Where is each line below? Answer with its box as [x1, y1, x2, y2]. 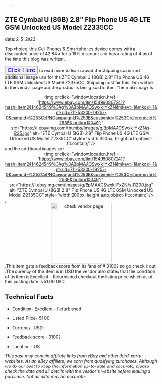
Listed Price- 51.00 [12, 315, 50, 321]
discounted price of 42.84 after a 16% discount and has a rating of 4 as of [5, 51, 153, 56]
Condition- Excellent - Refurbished [12, 306, 81, 312]
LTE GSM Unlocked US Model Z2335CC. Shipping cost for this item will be [5, 79, 153, 85]
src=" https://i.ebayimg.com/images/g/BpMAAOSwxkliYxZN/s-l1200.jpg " [9, 182, 153, 188]
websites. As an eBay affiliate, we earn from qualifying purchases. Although [5, 358, 157, 364]
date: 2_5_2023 [5, 36, 36, 42]
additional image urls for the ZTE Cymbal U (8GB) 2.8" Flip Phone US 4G [5, 74, 150, 80]
